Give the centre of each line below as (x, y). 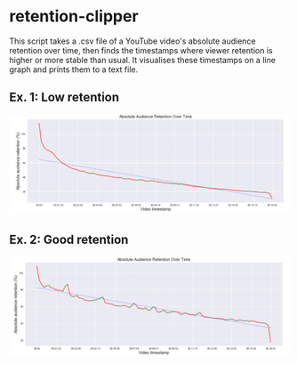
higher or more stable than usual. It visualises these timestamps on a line (142, 60)
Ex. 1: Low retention (64, 97)
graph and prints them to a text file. (74, 69)
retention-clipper (74, 16)
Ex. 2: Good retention (69, 239)
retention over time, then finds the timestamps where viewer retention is (141, 50)
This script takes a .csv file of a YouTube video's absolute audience (132, 41)
